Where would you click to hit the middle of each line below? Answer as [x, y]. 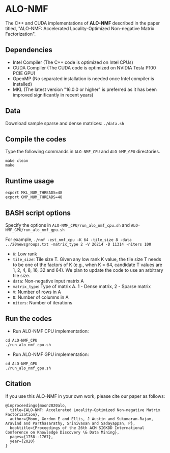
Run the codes [29, 319]
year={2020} [23, 441]
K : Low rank [25, 254]
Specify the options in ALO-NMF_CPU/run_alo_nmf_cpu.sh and [68, 225]
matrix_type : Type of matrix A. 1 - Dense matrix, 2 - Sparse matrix [82, 286]
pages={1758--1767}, [32, 437]
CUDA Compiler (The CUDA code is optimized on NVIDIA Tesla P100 [84, 67]
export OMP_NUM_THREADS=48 [34, 197]
